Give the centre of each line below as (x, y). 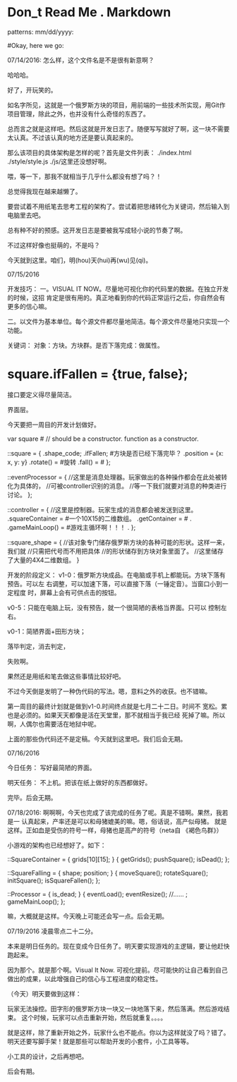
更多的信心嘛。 (29, 306)
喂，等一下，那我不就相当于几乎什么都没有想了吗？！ (85, 176)
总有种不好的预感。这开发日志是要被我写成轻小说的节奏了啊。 (97, 230)
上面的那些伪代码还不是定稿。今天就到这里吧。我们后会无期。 (97, 738)
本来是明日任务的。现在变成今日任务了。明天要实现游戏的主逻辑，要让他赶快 (119, 946)
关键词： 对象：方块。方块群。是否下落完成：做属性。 (85, 345)
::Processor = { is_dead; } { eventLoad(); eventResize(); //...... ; (98, 894)
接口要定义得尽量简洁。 (41, 394)
